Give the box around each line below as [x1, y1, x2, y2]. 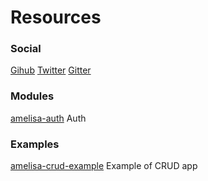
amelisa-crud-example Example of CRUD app [10, 160, 198, 172]
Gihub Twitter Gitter [10, 64, 92, 76]
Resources [10, 6, 102, 29]
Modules [10, 89, 55, 103]
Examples [10, 137, 60, 151]
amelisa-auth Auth [10, 112, 87, 124]
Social [10, 42, 42, 56]
